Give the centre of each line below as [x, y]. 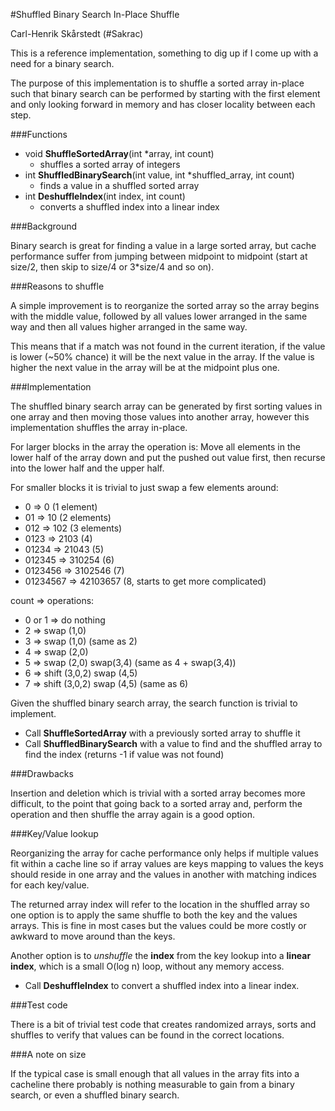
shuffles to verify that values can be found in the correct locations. [147, 1035]
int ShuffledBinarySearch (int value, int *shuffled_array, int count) [159, 175]
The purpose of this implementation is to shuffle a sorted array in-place [157, 83]
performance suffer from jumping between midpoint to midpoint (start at [159, 256]
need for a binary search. [62, 63]
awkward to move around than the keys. [93, 936]
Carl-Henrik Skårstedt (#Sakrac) [77, 33]
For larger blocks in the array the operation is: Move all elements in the [155, 447]
